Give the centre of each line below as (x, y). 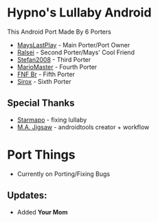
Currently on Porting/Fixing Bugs (64, 174)
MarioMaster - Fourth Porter (57, 67)
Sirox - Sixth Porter (44, 81)
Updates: (27, 196)
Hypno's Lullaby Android (79, 13)
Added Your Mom (42, 212)
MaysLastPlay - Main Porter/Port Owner (74, 45)
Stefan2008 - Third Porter (54, 59)
